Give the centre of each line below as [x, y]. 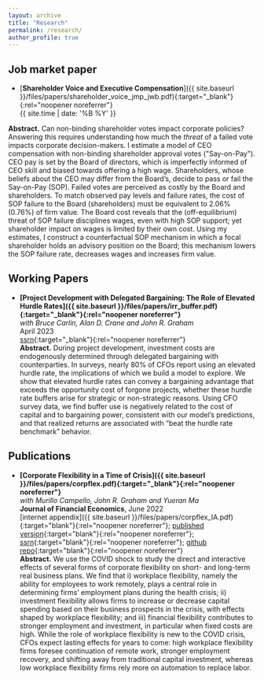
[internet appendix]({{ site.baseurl [75, 517]
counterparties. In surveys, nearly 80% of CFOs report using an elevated [137, 364]
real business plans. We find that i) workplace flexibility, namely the [128, 575]
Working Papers [48, 279]
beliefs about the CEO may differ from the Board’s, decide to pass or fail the [131, 179]
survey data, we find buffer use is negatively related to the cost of [126, 406]
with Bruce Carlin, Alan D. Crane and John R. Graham [106, 323]
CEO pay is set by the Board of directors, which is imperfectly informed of [128, 162]
